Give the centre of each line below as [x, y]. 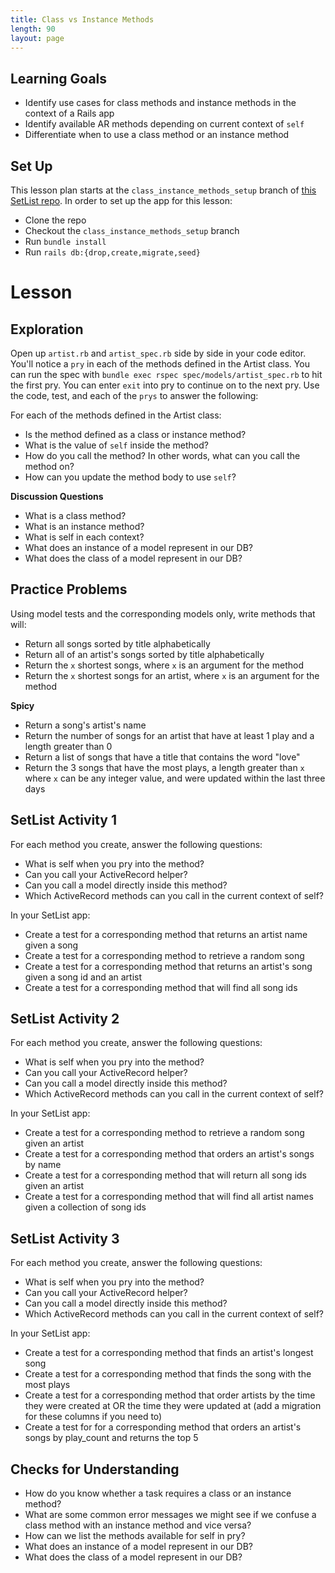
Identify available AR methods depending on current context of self [164, 124]
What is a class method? [75, 515]
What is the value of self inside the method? [116, 445]
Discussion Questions [57, 496]
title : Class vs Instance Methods [82, 19]
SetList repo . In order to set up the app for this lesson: [121, 200]
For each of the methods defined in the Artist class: [116, 415]
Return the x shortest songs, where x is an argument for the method [164, 665]
